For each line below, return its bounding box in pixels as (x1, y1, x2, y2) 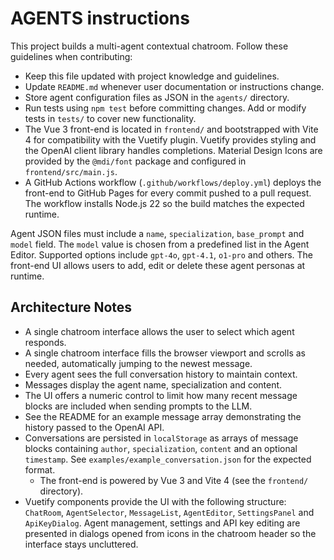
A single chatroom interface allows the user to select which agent (24, 325, 295, 337)
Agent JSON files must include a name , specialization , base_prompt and (10, 227, 305, 239)
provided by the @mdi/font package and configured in (24, 155, 247, 167)
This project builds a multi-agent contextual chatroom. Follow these (10, 40, 289, 52)
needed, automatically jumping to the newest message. (24, 357, 253, 369)
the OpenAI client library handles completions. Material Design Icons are (24, 144, 323, 156)
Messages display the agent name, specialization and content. (24, 378, 283, 391)
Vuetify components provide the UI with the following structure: (24, 495, 287, 507)
